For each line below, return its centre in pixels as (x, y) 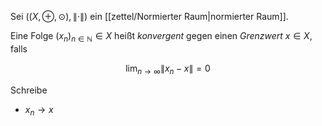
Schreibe (29, 90)
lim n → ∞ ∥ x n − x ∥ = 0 (168, 69)
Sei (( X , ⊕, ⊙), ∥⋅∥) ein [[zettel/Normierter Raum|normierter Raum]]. (149, 16)
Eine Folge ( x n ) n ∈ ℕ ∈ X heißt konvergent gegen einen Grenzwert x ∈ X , (161, 37)
